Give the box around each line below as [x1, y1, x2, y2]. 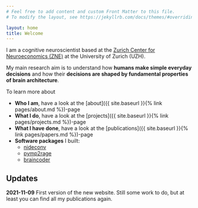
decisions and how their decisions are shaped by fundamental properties [6, 70, 189, 77]
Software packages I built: [14, 137, 80, 145]
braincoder [23, 156, 51, 163]
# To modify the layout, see [6, 14, 78, 20]
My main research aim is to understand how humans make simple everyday [6, 64, 192, 71]
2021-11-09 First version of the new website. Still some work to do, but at [6, 189, 184, 196]
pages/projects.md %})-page [14, 119, 87, 126]
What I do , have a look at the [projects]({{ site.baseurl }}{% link [14, 112, 169, 119]
